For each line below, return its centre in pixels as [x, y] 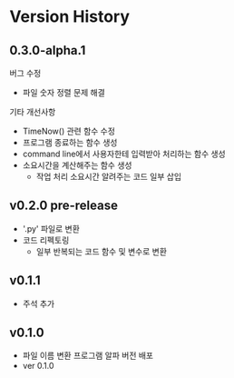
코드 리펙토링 [46, 240]
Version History [69, 17]
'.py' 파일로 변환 [51, 228]
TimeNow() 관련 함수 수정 [69, 131]
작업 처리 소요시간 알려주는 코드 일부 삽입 [109, 176]
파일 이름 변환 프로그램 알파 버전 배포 [88, 355]
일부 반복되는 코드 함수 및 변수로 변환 [102, 251]
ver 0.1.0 [38, 366]
